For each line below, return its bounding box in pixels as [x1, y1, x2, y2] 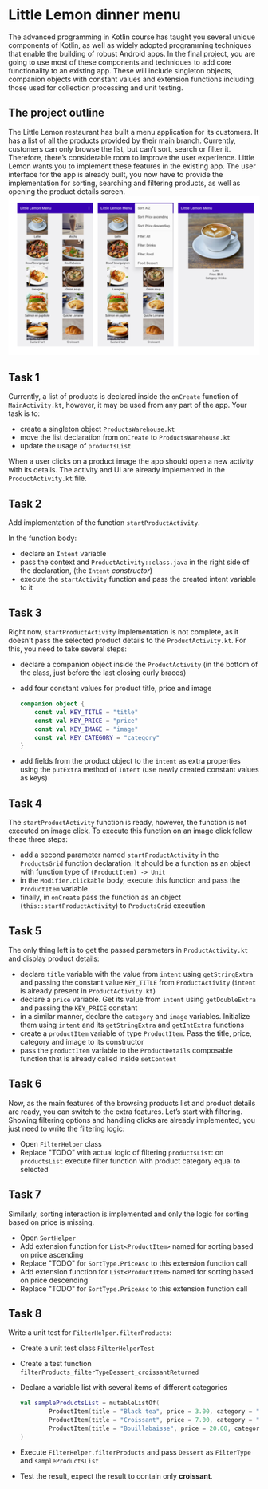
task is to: [8, 409, 41, 418]
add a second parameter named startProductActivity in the [19, 850, 219, 859]
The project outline [8, 106, 105, 120]
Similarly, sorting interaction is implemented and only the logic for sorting [8, 1209, 249, 1218]
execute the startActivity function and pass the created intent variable [19, 575, 257, 584]
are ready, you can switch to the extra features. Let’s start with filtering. [8, 1107, 243, 1116]
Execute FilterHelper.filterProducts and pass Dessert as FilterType [19, 1447, 251, 1457]
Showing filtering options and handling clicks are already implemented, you [8, 1115, 256, 1124]
